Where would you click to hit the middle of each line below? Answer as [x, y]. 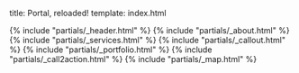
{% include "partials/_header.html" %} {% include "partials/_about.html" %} [149, 30]
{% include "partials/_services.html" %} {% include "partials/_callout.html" [148, 40]
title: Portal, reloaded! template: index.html [88, 13]
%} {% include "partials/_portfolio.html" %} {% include [111, 50]
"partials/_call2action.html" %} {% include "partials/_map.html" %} [133, 59]
